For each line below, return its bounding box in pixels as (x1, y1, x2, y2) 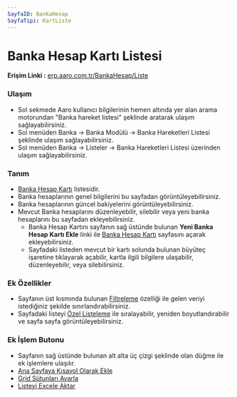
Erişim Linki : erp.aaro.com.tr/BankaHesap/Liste (7, 71, 149, 80)
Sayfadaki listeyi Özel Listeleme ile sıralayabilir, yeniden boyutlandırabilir (17, 309, 230, 318)
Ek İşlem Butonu (7, 335, 65, 345)
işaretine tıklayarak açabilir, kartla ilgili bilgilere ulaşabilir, (28, 253, 194, 262)
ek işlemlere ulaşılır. (17, 359, 76, 367)
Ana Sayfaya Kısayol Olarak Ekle (17, 366, 113, 375)
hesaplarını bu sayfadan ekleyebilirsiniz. (17, 215, 135, 224)
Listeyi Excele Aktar (17, 381, 76, 390)
